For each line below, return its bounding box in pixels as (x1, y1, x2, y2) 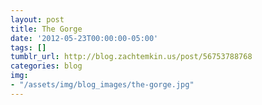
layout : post (10, 14, 65, 25)
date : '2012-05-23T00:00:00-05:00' (10, 33, 159, 43)
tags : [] (10, 42, 47, 53)
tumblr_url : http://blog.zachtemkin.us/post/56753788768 (10, 52, 253, 62)
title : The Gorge (10, 24, 83, 34)
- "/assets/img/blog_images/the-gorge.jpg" (10, 80, 195, 90)
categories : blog (10, 61, 83, 71)
